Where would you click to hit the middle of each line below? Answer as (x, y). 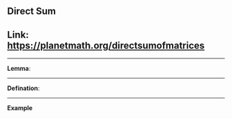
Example (20, 108)
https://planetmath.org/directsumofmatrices (106, 45)
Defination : (23, 88)
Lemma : (19, 69)
